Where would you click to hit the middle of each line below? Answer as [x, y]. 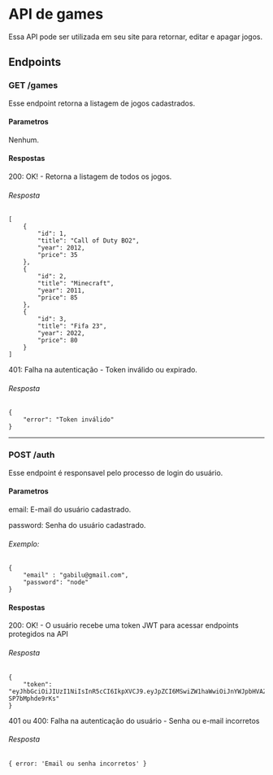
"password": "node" [56, 582]
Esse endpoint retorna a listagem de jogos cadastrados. [102, 103]
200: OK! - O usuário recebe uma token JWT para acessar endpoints [123, 625]
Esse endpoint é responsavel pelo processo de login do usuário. [116, 472]
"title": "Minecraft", [76, 284]
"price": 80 [58, 341]
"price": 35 [58, 255]
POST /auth [32, 455]
